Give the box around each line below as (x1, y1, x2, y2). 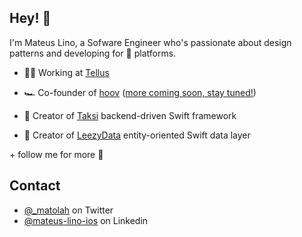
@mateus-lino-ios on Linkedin (23, 214, 149, 226)
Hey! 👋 (9, 10, 52, 27)
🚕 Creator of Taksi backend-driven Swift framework (23, 109, 237, 121)
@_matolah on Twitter (23, 204, 114, 216)
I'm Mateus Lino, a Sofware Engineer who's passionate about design (9, 36, 292, 48)
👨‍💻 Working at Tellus (23, 66, 110, 78)
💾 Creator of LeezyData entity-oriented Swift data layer (23, 129, 251, 141)
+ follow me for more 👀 (9, 148, 104, 160)
